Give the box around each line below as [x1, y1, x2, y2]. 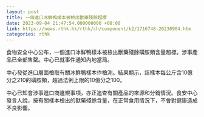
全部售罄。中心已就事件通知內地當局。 [16, 56, 113, 63]
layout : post [6, 8, 39, 15]
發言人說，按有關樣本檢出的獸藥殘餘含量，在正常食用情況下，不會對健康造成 [6, 97, 198, 104]
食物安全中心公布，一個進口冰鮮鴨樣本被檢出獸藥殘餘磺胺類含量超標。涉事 [6, 49, 192, 56]
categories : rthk [6, 31, 50, 37]
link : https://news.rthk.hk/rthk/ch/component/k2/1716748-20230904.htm [6, 25, 191, 32]
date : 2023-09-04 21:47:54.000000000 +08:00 [6, 20, 121, 26]
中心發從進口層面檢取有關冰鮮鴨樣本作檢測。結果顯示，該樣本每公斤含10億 [6, 69, 193, 76]
